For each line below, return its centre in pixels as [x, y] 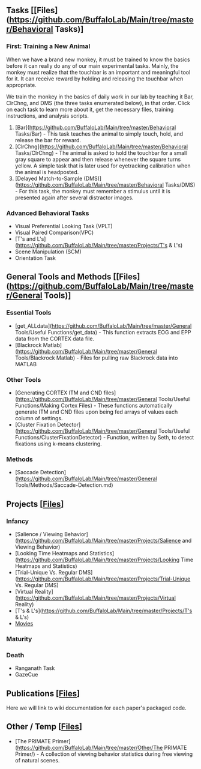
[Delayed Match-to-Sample [49, 178]
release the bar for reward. [48, 140]
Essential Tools [29, 313]
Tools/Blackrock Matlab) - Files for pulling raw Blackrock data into [96, 358]
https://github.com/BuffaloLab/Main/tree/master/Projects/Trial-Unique [104, 579]
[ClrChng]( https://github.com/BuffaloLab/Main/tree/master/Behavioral [101, 146]
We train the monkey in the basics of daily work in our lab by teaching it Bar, [100, 97]
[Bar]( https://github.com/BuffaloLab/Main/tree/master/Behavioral [95, 127]
